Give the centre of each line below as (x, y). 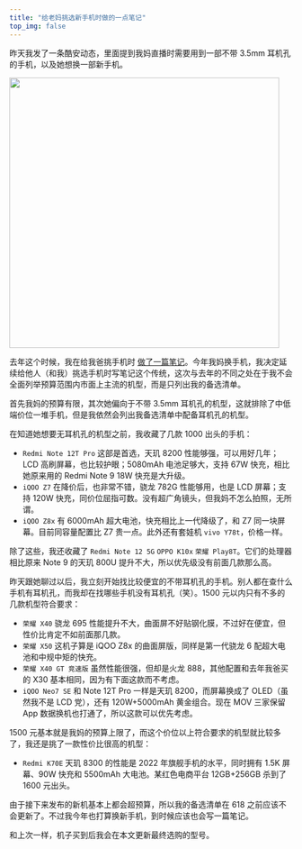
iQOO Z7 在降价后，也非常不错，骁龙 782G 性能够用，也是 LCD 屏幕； (150, 487)
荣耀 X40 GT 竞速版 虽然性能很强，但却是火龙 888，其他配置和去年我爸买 (155, 668)
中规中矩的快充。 (70, 657)
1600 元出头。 (48, 785)
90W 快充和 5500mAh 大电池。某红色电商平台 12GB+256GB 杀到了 (163, 774)
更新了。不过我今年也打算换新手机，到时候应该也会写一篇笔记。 (135, 816)
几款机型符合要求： (45, 604)
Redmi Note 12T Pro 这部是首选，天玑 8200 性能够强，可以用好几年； (151, 452)
